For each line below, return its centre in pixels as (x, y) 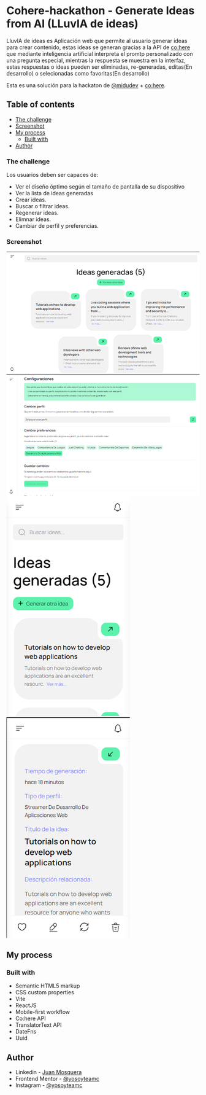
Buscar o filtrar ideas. (42, 206)
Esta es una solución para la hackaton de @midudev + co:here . (86, 85)
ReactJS (26, 1005)
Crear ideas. (31, 200)
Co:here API (30, 1019)
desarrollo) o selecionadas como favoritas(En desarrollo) (78, 73)
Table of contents (40, 105)
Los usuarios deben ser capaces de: (52, 175)
